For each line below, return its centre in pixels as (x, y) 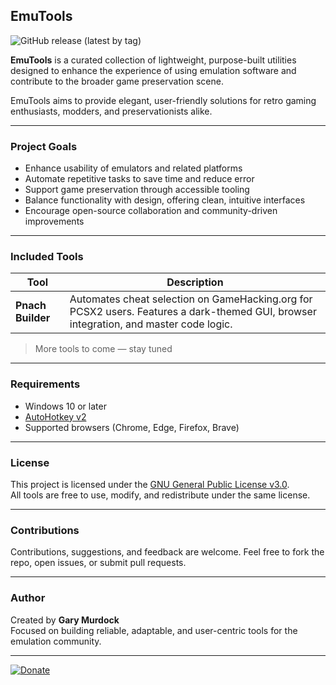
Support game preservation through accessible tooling (137, 190)
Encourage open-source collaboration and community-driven (151, 211)
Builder (33, 318)
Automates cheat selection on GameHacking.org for (191, 299)
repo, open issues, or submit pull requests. (98, 563)
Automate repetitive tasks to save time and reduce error (139, 179)
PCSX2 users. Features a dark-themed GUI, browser (193, 312)
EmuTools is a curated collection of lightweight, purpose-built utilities (153, 60)
